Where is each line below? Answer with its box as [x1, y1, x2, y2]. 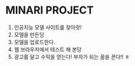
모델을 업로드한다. [14, 38, 55, 45]
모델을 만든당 [14, 31, 45, 38]
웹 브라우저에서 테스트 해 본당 [14, 45, 82, 53]
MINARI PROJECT [5, 4, 94, 17]
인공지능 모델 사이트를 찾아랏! [14, 24, 82, 31]
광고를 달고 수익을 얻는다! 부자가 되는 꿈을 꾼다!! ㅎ [14, 53, 130, 60]
